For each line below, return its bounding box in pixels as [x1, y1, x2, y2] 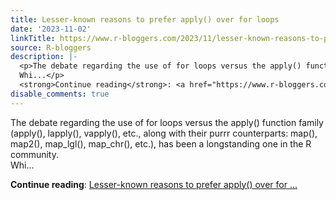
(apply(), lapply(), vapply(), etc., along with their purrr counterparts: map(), [10, 127, 318, 139]
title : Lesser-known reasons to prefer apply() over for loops [10, 14, 280, 25]
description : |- [10, 52, 78, 62]
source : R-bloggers [10, 42, 92, 53]
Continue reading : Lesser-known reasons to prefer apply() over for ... [10, 178, 298, 190]
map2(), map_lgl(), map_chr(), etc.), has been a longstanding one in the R [10, 137, 312, 150]
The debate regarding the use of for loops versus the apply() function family [10, 116, 324, 128]
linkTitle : [10, 33, 56, 43]
